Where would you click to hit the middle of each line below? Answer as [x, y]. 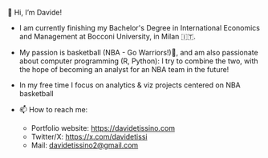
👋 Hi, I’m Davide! [35, 12]
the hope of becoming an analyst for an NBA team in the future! [124, 69]
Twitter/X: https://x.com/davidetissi [89, 137]
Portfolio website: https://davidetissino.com [103, 128]
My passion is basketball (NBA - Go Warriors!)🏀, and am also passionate [138, 53]
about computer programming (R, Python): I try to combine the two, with [138, 61]
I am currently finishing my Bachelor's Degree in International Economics [139, 28]
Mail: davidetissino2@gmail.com [85, 145]
